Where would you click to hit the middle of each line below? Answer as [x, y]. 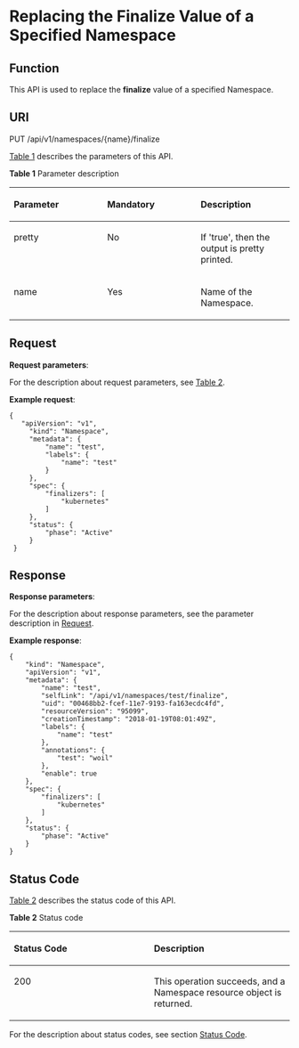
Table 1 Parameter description [65, 173]
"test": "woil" [85, 759]
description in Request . [52, 623]
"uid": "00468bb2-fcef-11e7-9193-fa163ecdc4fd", [133, 704]
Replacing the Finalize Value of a [132, 16]
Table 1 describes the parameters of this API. [91, 156]
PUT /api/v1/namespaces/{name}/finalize [85, 139]
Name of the [226, 291]
